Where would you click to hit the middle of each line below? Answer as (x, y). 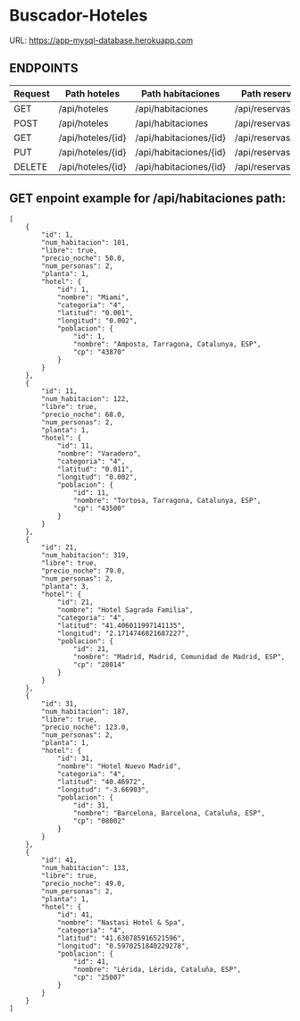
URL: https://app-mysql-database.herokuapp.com (101, 40)
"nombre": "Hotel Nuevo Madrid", (119, 766)
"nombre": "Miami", (93, 297)
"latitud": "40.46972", (101, 782)
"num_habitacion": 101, (85, 242)
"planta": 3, (66, 586)
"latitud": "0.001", (95, 313)
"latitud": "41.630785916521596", (121, 938)
